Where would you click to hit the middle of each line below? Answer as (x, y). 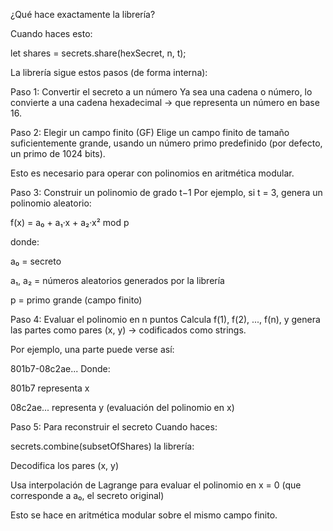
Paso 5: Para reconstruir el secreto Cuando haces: (114, 427)
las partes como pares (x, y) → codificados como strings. (128, 330)
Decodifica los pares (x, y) (65, 465)
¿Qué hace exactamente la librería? (83, 14)
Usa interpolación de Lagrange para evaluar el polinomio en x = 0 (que (156, 485)
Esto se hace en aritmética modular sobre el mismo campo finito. (144, 515)
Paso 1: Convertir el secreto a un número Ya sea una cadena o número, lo (161, 92)
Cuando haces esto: (51, 33)
